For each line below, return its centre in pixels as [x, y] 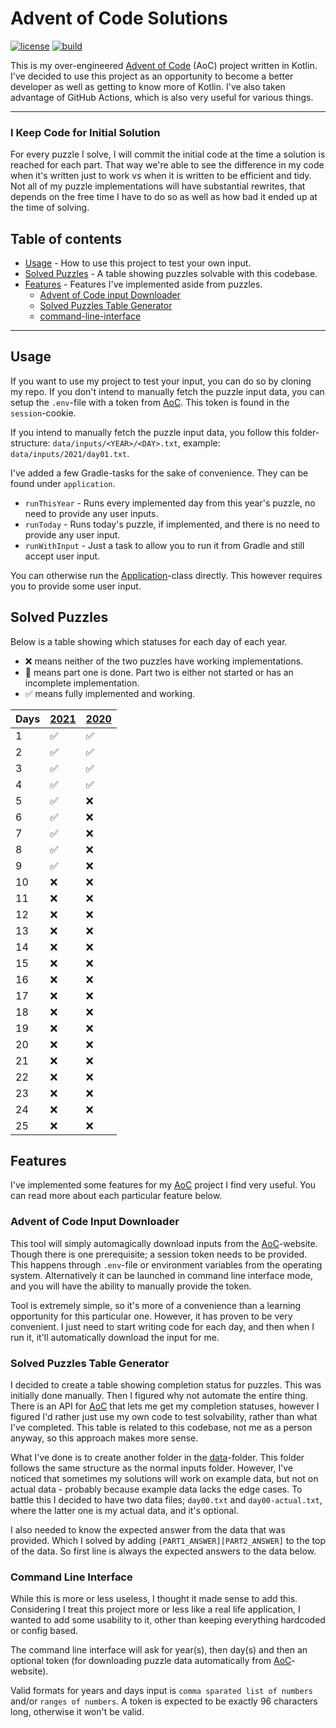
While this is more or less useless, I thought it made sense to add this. [154, 1599]
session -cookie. [43, 413]
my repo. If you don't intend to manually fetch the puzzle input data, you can [167, 391]
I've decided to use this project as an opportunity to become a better [152, 76]
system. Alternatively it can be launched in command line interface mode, [161, 1275]
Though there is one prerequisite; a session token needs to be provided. [159, 1254]
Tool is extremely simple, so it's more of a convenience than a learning [156, 1305]
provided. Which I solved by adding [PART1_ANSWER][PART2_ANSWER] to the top [168, 1541]
